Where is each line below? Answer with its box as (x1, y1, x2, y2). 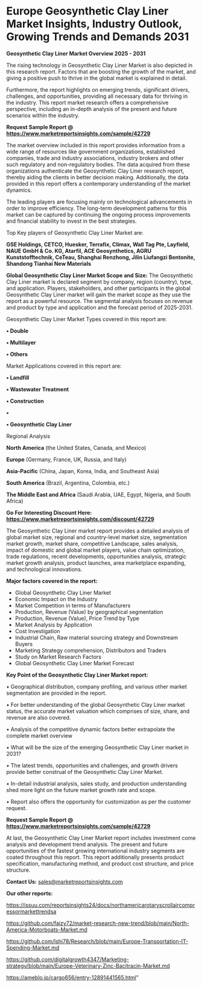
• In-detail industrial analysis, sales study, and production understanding (6, 780, 187, 787)
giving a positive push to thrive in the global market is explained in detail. (6, 74, 187, 81)
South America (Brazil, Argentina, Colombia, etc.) (6, 479, 130, 487)
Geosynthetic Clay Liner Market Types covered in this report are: (6, 315, 167, 322)
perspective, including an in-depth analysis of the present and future (6, 105, 177, 112)
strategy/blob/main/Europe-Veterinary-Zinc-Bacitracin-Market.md (6, 962, 170, 969)
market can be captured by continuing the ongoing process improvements (6, 211, 191, 218)
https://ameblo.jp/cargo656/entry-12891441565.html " (6, 974, 139, 981)
